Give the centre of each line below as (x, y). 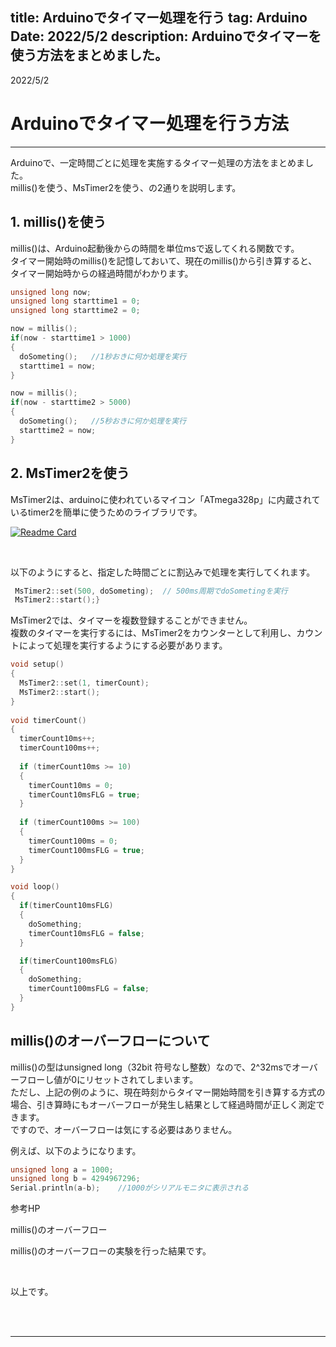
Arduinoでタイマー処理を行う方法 (149, 124)
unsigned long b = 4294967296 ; (75, 1179)
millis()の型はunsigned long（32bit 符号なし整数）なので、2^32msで (151, 1067)
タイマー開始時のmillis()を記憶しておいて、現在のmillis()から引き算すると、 (164, 260)
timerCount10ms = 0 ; (71, 785)
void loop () (35, 887)
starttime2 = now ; (58, 430)
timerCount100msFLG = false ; (89, 989)
